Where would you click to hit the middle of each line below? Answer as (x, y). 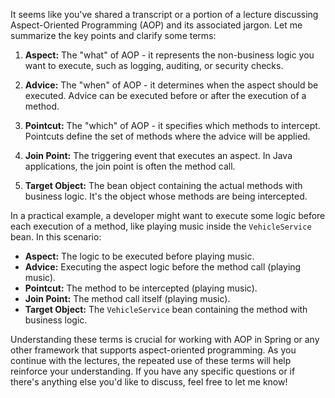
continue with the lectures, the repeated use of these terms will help (151, 360)
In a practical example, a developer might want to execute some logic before (168, 215)
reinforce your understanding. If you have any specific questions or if (153, 371)
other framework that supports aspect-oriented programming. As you (153, 350)
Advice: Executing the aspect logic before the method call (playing (163, 267)
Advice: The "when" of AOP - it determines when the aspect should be (171, 85)
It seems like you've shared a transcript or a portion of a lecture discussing (164, 14)
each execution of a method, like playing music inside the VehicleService (161, 226)
